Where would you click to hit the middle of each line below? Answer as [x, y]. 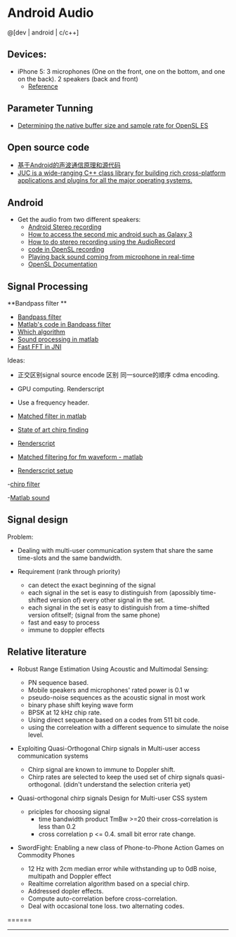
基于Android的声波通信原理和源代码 [69, 165]
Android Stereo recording [65, 227]
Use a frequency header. [53, 402]
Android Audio [51, 13]
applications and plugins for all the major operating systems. [105, 181]
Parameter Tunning [50, 109]
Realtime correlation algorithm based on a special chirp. [109, 884]
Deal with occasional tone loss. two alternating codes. [106, 906]
